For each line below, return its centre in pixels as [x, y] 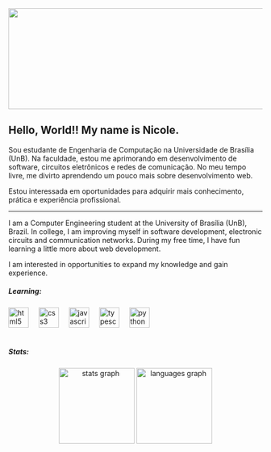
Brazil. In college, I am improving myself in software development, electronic [135, 231]
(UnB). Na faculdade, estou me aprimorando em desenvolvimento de [123, 158]
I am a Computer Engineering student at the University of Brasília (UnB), [128, 223]
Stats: [19, 352]
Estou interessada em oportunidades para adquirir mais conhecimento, [126, 191]
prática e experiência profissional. [65, 199]
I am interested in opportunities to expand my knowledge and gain [118, 264]
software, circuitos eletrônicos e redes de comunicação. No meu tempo [127, 167]
